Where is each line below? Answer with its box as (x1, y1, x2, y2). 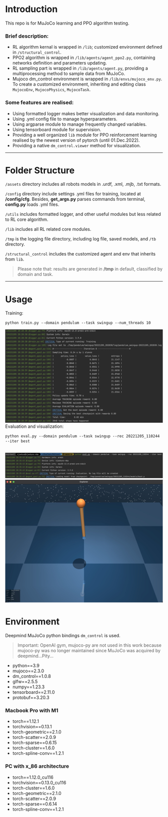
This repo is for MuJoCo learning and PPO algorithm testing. (5, 20, 129, 26)
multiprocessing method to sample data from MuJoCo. (12, 71, 125, 77)
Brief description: (5, 33, 49, 40)
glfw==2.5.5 (12, 678, 38, 684)
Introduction (5, 4, 58, 15)
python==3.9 (12, 662, 40, 668)
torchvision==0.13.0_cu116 (12, 779, 66, 785)
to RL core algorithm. (5, 216, 48, 222)
